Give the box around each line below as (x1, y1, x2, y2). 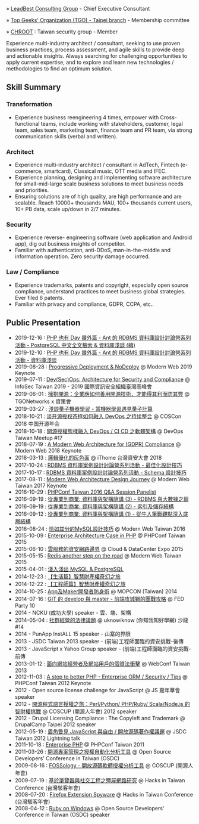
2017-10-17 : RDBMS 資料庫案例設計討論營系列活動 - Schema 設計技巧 (14, 469, 187, 476)
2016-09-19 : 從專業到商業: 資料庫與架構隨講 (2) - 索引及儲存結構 (14, 503, 174, 510)
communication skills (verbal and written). (14, 132, 118, 140)
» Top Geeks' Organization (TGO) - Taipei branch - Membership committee (6, 17, 190, 23)
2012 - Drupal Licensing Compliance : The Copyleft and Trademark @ (14, 715, 185, 722)
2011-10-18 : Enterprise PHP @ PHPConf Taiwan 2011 (14, 741, 144, 748)
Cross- (160, 113, 177, 121)
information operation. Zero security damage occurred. (14, 253, 150, 260)
